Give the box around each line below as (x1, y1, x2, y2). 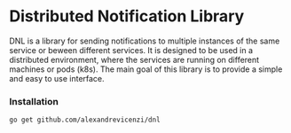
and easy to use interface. (9, 73, 105, 83)
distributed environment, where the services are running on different (9, 54, 260, 65)
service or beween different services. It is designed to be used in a (9, 44, 254, 55)
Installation (9, 95, 59, 107)
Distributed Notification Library (9, 6, 245, 27)
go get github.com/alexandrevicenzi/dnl (9, 115, 161, 125)
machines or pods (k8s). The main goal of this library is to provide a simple (9, 64, 283, 74)
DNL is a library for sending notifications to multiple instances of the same (9, 35, 280, 46)
